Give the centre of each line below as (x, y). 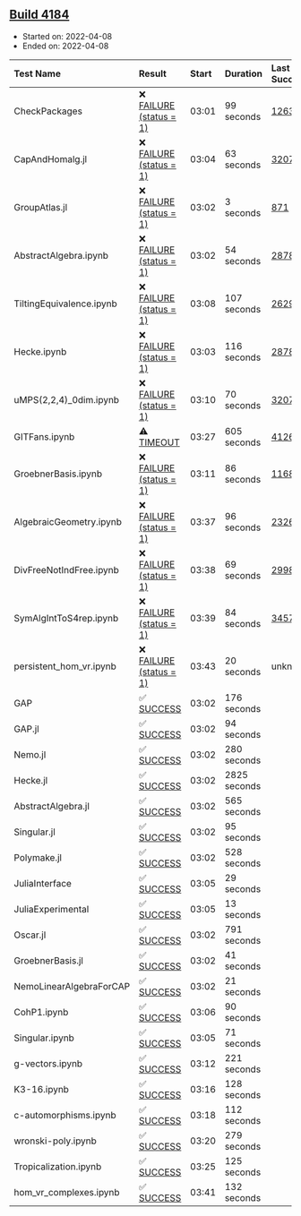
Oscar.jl (30, 935)
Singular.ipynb (44, 1038)
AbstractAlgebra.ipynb (61, 255)
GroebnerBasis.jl (48, 960)
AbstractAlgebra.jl (52, 806)
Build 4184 (39, 15)
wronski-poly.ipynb (55, 1141)
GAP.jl (26, 729)
